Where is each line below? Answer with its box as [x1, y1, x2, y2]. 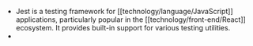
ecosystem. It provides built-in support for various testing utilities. [15, 23, 231, 32]
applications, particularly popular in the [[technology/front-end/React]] [15, 15, 247, 24]
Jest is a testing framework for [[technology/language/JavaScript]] [15, 7, 233, 16]
